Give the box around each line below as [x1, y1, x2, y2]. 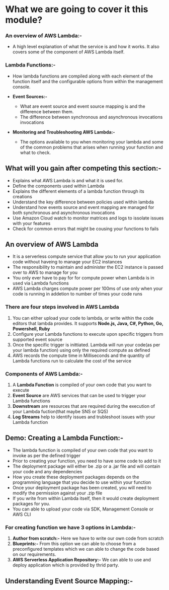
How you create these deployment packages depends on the [12, 474, 139, 480]
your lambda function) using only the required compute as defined [12, 347, 150, 353]
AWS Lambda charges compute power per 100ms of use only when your [12, 285, 163, 291]
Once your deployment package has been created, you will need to [12, 484, 152, 490]
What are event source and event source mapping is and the [20, 103, 145, 109]
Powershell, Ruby [12, 326, 50, 332]
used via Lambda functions [12, 280, 69, 286]
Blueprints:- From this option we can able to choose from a [12, 541, 136, 547]
